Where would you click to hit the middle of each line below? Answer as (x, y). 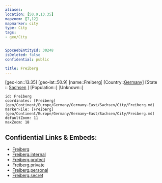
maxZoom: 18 (17, 122)
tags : (11, 32)
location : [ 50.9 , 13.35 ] (29, 14)
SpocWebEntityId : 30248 (29, 50)
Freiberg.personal (30, 170)
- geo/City (16, 37)
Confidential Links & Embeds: (51, 137)
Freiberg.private (28, 165)
